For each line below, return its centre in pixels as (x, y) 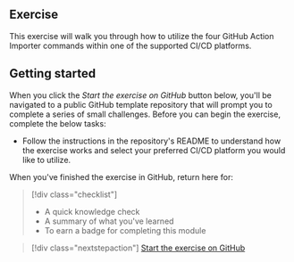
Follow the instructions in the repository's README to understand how (151, 141)
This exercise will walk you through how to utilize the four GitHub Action (142, 36)
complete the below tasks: (58, 123)
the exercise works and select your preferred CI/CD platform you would (154, 150)
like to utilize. (46, 160)
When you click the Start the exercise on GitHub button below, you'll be (141, 95)
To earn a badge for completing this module (125, 230)
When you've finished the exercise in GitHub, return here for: (122, 176)
